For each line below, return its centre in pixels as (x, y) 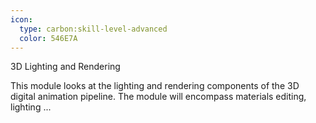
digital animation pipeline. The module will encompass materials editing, (158, 97)
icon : (21, 19)
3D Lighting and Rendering (65, 67)
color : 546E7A (48, 38)
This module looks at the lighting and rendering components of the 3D (155, 86)
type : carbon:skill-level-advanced (93, 29)
